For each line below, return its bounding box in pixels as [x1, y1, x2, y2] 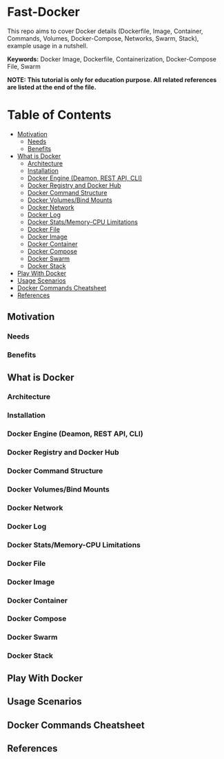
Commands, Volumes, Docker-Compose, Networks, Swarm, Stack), [7, 34, 199, 42]
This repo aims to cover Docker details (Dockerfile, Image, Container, [7, 27, 203, 35]
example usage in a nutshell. [7, 41, 88, 50]
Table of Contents [7, 108, 112, 123]
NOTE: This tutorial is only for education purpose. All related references [7, 75, 217, 83]
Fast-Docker [7, 4, 81, 20]
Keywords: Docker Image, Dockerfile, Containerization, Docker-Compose [7, 54, 217, 63]
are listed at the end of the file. [7, 83, 96, 91]
